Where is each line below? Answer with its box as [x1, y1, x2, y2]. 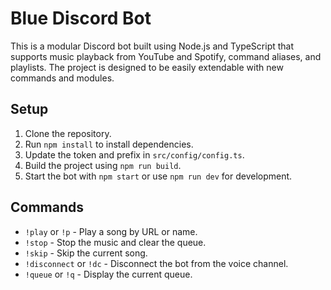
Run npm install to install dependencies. [24, 138, 194, 150]
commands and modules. [10, 72, 115, 84]
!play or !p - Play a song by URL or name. [24, 225, 198, 237]
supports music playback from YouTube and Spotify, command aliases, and [10, 50, 322, 62]
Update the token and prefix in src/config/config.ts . [24, 148, 245, 161]
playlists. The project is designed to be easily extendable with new [10, 61, 284, 73]
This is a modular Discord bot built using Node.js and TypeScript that [10, 40, 295, 52]
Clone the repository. [24, 127, 112, 139]
